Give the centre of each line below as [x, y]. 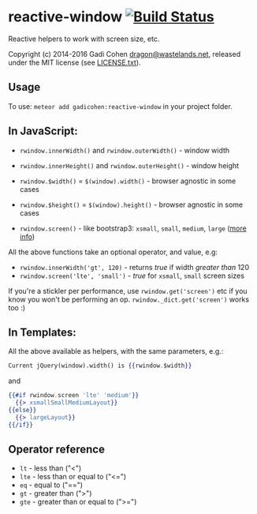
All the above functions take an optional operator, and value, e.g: [113, 252]
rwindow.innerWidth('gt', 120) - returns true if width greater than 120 [134, 267]
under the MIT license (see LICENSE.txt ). [74, 62]
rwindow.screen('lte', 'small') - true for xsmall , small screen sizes [132, 276]
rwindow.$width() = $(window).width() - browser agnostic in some [128, 181]
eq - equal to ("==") [51, 485]
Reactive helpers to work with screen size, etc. [84, 39]
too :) [17, 307]
